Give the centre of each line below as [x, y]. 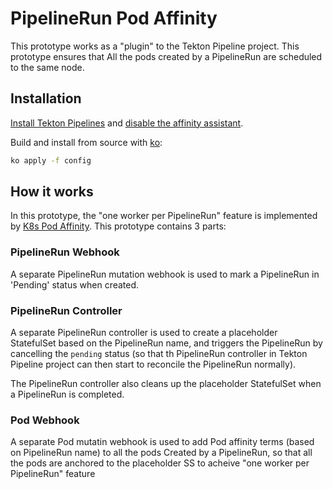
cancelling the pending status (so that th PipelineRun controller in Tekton [159, 354]
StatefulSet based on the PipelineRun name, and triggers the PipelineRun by [166, 343]
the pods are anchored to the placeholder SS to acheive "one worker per [160, 463]
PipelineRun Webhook [65, 252]
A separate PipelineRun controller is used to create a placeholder [144, 333]
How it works [52, 192]
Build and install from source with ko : [86, 142]
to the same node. [47, 67]
